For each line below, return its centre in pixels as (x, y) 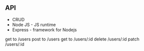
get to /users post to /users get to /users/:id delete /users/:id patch (72, 39)
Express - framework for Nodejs (44, 30)
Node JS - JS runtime (34, 25)
